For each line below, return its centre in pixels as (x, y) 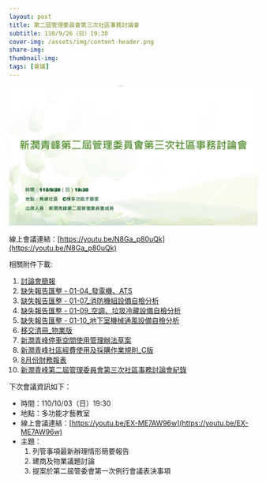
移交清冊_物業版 (47, 331)
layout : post (30, 17)
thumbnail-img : (34, 58)
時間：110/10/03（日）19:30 (66, 403)
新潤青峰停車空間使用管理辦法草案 (76, 340)
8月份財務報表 (43, 360)
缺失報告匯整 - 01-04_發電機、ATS (76, 291)
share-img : (27, 50)
